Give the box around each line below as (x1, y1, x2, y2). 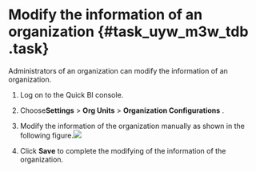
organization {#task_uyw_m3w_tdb (8, 22, 249, 41)
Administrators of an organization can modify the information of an (8, 66, 228, 75)
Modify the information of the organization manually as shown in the (19, 121, 246, 130)
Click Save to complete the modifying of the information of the (19, 146, 226, 155)
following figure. (19, 130, 74, 140)
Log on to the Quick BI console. (19, 90, 124, 99)
